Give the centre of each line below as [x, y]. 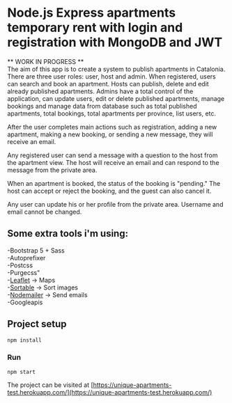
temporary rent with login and [95, 27]
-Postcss [20, 265]
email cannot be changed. [45, 212]
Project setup [37, 324]
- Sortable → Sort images [43, 287]
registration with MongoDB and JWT [115, 42]
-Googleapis [25, 302]
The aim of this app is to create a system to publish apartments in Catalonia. [116, 69]
